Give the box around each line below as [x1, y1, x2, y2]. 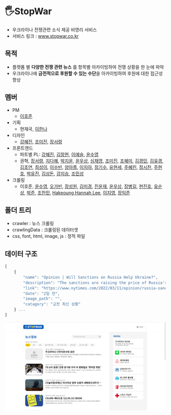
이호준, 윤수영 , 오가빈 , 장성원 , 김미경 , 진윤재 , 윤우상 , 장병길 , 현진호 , [19, 183, 153, 189]
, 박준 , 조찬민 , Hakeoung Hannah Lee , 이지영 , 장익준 [24, 189, 131, 196]
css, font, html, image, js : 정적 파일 [12, 233, 85, 239]
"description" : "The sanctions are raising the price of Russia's [23, 280, 167, 285]
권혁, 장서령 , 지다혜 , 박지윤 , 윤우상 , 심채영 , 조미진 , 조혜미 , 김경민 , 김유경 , [19, 158, 164, 164]
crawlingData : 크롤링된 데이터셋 [12, 227, 79, 233]
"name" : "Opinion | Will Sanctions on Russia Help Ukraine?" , [23, 275, 158, 280]
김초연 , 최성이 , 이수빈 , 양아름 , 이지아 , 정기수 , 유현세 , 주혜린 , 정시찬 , [19, 164, 153, 170]
